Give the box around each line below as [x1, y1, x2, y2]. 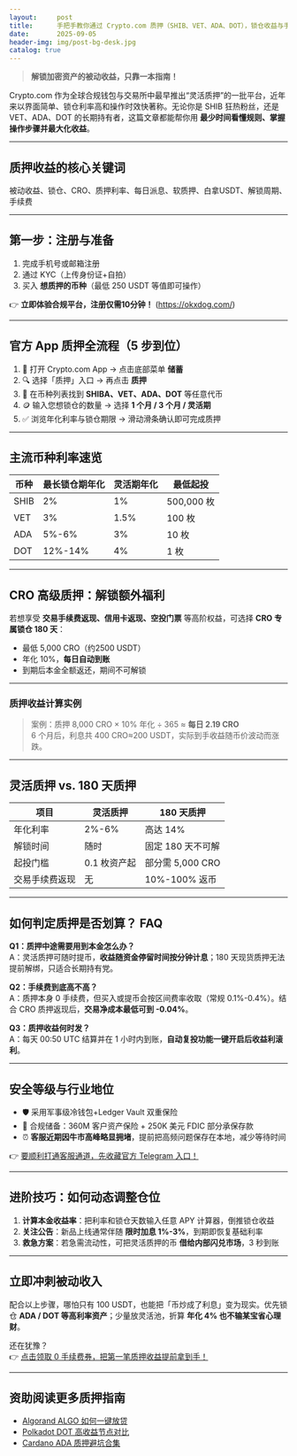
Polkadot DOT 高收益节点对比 [21, 1427, 130, 1437]
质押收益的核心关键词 [9, 160, 126, 175]
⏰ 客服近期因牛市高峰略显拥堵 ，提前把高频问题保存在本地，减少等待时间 [21, 1131, 286, 1142]
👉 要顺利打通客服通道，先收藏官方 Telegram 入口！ [9, 1150, 199, 1160]
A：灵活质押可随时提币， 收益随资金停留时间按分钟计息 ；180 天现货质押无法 [9, 952, 286, 963]
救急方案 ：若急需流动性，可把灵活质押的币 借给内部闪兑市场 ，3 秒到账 [21, 1236, 280, 1248]
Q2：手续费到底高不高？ [9, 982, 98, 992]
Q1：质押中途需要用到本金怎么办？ [9, 941, 135, 951]
